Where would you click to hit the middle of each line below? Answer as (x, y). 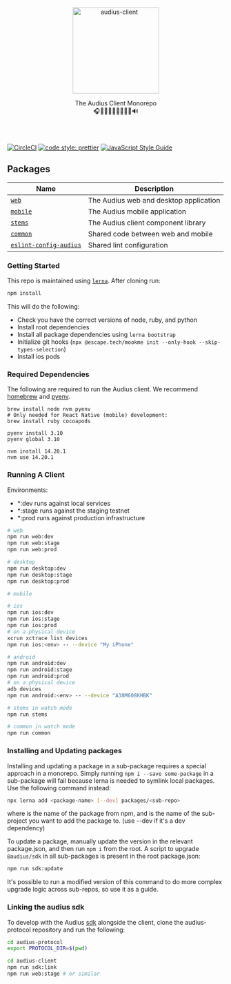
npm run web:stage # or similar (53, 974)
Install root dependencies (53, 327)
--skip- (210, 342)
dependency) (26, 828)
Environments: (28, 490)
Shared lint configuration (128, 245)
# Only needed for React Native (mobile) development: (88, 416)
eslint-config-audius (46, 245)
